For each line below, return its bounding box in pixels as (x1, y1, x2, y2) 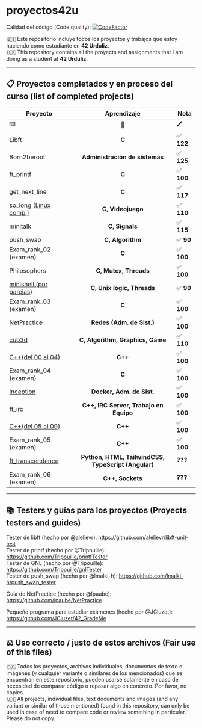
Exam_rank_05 (9, 436, 51, 444)
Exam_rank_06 (9, 470, 51, 478)
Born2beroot (9, 153, 46, 161)
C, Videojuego (102, 205, 144, 213)
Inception (9, 387, 36, 396)
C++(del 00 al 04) (9, 353, 61, 361)
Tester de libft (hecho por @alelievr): (6, 534, 97, 541)
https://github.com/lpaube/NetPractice (6, 596, 102, 603)
